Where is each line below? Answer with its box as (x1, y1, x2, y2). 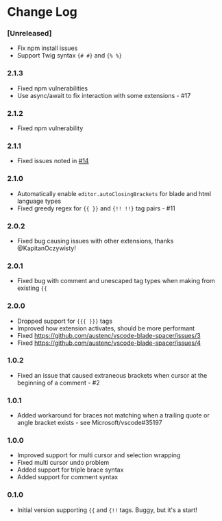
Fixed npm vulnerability (16, 124, 84, 132)
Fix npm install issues (16, 44, 78, 52)
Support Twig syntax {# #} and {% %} (16, 51, 122, 60)
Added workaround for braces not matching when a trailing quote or (16, 411, 210, 420)
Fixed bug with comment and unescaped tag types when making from (16, 277, 216, 285)
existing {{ (16, 284, 48, 292)
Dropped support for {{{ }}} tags (16, 317, 113, 325)
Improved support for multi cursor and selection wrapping (16, 451, 181, 459)
